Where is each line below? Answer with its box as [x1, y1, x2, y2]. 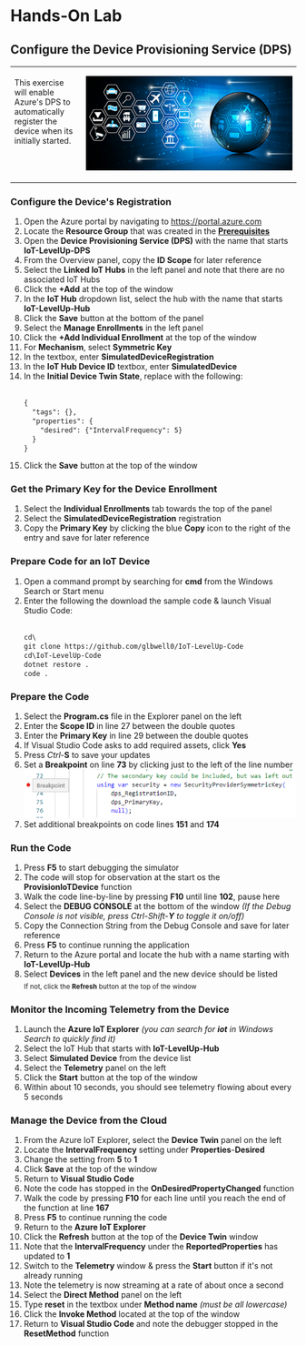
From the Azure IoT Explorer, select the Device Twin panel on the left [23, 1135, 282, 1146]
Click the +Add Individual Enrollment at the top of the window [23, 332, 257, 343]
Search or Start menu [23, 585, 104, 596]
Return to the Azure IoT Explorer [23, 1221, 146, 1233]
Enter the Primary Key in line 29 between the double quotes [23, 730, 249, 741]
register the [14, 116, 58, 127]
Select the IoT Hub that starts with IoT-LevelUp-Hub [23, 1043, 220, 1054]
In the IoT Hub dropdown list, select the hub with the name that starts [23, 293, 283, 305]
